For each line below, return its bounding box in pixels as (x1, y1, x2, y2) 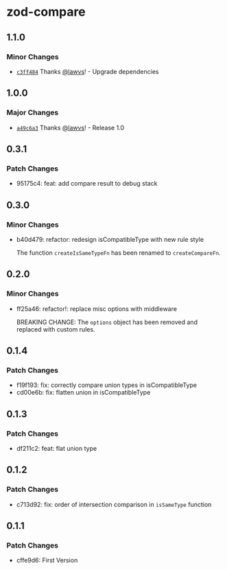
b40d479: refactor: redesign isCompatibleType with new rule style (16, 235, 204, 243)
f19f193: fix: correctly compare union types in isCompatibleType (16, 381, 197, 389)
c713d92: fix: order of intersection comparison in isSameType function (16, 500, 212, 508)
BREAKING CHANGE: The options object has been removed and (16, 318, 198, 326)
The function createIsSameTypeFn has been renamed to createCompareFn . (16, 248, 221, 257)
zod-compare (6, 4, 86, 20)
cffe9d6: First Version (16, 556, 78, 565)
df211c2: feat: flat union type (16, 445, 97, 452)
